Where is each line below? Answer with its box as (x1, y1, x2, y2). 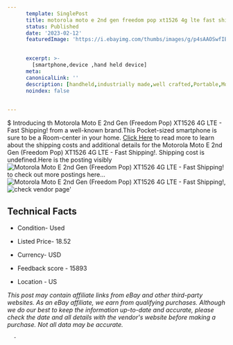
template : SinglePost (25, 10, 89, 17)
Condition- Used (17, 224, 65, 232)
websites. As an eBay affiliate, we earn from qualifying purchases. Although (7, 298, 225, 306)
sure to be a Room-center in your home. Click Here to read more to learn (7, 133, 215, 142)
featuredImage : (25, 36, 70, 43)
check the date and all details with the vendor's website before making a (7, 313, 216, 321)
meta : (25, 67, 42, 75)
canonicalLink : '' (25, 74, 79, 81)
